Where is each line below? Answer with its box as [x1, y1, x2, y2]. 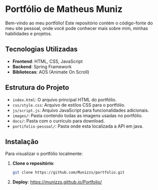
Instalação [5, 137, 39, 146]
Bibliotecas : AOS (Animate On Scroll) [12, 69, 89, 75]
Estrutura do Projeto [5, 83, 69, 92]
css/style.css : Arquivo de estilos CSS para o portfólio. [12, 102, 126, 108]
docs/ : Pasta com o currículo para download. [12, 118, 105, 124]
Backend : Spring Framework [12, 63, 72, 69]
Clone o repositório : [12, 161, 55, 167]
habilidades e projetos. [5, 30, 52, 36]
